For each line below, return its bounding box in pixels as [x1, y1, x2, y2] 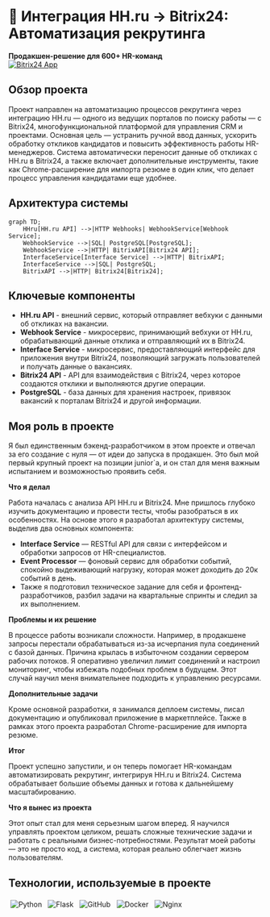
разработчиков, [19, 590, 75, 600]
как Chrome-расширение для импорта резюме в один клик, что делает [8, 165, 255, 174]
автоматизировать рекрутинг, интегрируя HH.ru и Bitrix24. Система [8, 770, 242, 780]
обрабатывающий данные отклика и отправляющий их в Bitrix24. [19, 336, 246, 346]
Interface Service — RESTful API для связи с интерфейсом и [19, 540, 227, 549]
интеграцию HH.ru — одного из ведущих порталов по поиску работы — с [8, 113, 262, 123]
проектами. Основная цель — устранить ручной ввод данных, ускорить [8, 130, 257, 140]
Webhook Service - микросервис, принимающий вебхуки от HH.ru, [19, 327, 253, 337]
